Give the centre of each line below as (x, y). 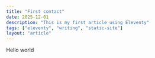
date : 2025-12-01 (28, 17)
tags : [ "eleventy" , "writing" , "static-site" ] (64, 28)
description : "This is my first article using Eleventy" (78, 22)
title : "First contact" (35, 11)
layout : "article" (29, 33)
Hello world (20, 50)
